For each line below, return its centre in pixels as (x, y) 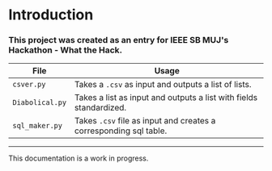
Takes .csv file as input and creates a (145, 121)
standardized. (100, 108)
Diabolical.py (40, 103)
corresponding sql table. (121, 131)
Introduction (51, 15)
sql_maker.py (38, 126)
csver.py (29, 85)
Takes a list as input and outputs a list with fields (166, 98)
